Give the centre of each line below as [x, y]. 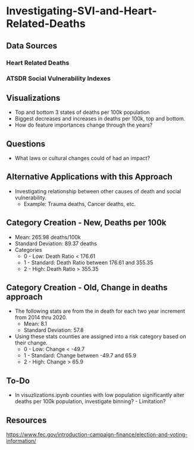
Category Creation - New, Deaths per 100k [86, 223]
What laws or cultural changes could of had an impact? [82, 158]
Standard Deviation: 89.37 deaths [56, 244]
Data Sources [32, 46]
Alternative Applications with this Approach [89, 177]
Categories [28, 249]
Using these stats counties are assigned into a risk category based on [100, 337]
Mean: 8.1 [35, 324]
